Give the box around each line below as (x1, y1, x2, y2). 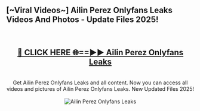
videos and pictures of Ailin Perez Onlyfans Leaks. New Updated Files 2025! (6, 85, 195, 92)
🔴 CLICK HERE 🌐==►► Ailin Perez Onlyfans (17, 47, 184, 58)
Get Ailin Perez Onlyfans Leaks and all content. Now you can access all (13, 79, 188, 86)
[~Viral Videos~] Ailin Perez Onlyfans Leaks (6, 5, 173, 15)
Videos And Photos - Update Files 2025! (6, 15, 159, 25)
